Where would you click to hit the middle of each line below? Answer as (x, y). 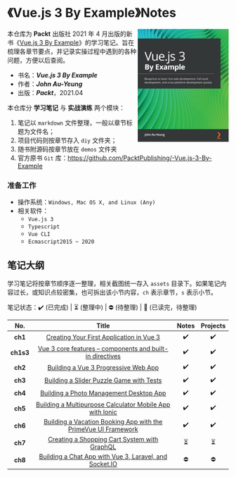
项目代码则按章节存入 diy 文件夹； (67, 140)
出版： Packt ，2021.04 (50, 92)
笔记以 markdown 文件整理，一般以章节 (72, 123)
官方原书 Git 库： (42, 158)
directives (106, 357)
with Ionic (103, 412)
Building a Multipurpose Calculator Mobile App (103, 404)
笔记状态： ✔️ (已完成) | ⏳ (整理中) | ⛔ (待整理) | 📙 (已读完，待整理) (102, 307)
